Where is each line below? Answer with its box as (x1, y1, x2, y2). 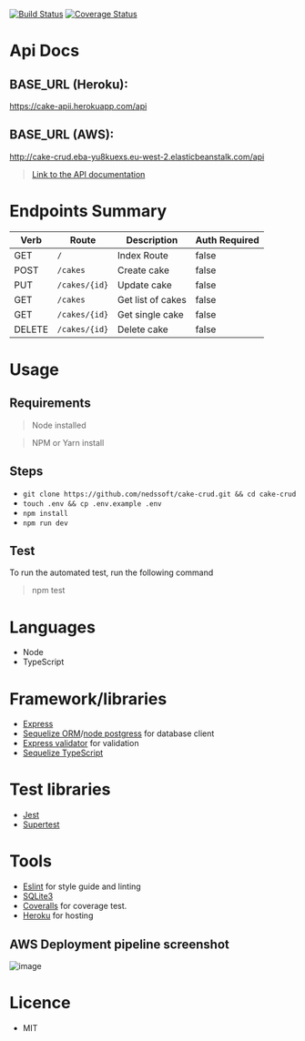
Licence (9, 993, 71, 1014)
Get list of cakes (117, 293, 187, 306)
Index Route (117, 248, 168, 261)
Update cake (117, 278, 173, 291)
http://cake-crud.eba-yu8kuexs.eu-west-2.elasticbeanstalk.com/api (9, 151, 265, 162)
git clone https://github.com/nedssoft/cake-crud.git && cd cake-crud (22, 490, 297, 499)
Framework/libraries (9, 688, 168, 709)
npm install (22, 509, 68, 518)
